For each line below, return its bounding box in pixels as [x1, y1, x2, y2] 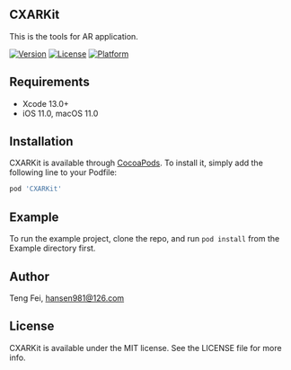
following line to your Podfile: [9, 167, 118, 178]
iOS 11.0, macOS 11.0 [22, 108, 99, 119]
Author [9, 269, 49, 284]
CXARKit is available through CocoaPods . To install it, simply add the [9, 157, 263, 169]
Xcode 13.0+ [22, 98, 69, 109]
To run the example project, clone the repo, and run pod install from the [9, 233, 280, 244]
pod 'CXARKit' [9, 184, 63, 194]
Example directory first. [9, 242, 96, 254]
